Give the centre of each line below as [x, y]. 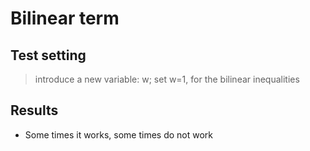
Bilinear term [65, 18]
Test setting [48, 55]
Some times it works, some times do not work [119, 134]
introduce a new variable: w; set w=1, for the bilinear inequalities [167, 79]
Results [34, 110]
